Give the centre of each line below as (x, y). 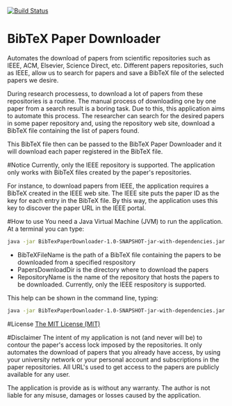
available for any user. (39, 374)
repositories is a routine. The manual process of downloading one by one (112, 101)
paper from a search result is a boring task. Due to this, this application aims (116, 108)
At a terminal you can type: (46, 229)
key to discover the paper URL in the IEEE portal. (76, 208)
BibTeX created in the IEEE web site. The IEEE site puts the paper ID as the (114, 193)
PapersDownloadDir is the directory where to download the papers (113, 269)
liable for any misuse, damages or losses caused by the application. (104, 395)
